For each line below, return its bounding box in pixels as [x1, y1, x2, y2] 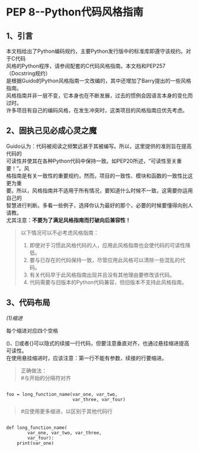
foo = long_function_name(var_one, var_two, [6, 391, 118, 397]
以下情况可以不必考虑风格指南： [20, 229, 99, 236]
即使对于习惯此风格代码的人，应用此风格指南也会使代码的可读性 [29, 241, 185, 248]
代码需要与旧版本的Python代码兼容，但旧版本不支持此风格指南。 [29, 279, 188, 286]
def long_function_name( [6, 424, 68, 431]
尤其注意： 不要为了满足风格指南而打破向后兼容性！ [6, 217, 131, 224]
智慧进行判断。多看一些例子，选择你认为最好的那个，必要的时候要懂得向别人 [6, 202, 193, 209]
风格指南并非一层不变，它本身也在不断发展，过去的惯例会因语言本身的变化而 [6, 92, 193, 99]
